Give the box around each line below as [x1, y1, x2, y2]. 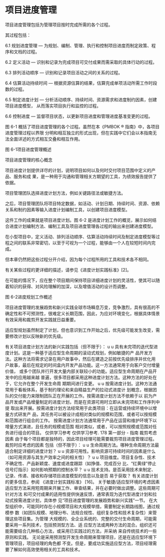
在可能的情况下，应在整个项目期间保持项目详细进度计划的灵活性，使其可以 [5, 277, 156, 283]
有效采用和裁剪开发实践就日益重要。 [5, 317, 79, 322]
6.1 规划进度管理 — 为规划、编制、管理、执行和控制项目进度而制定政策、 [5, 42, 152, 48]
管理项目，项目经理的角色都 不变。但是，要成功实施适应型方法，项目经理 [5, 540, 153, 546]
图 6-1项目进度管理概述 [5, 146, 52, 152]
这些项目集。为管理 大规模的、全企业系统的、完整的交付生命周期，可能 [9, 516, 153, 522]
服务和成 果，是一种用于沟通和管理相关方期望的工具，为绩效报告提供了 [13, 173, 157, 179]
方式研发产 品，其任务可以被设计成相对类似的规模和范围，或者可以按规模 [9, 411, 157, 417]
